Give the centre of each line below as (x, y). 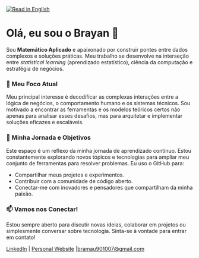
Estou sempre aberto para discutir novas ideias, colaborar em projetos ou (96, 224)
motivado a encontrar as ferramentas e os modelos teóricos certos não (93, 109)
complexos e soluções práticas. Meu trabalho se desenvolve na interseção (97, 56)
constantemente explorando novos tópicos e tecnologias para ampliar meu (98, 157)
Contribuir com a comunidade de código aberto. (74, 181)
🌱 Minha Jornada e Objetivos (48, 138)
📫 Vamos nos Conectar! (42, 209)
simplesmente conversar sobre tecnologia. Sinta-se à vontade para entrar (97, 231)
